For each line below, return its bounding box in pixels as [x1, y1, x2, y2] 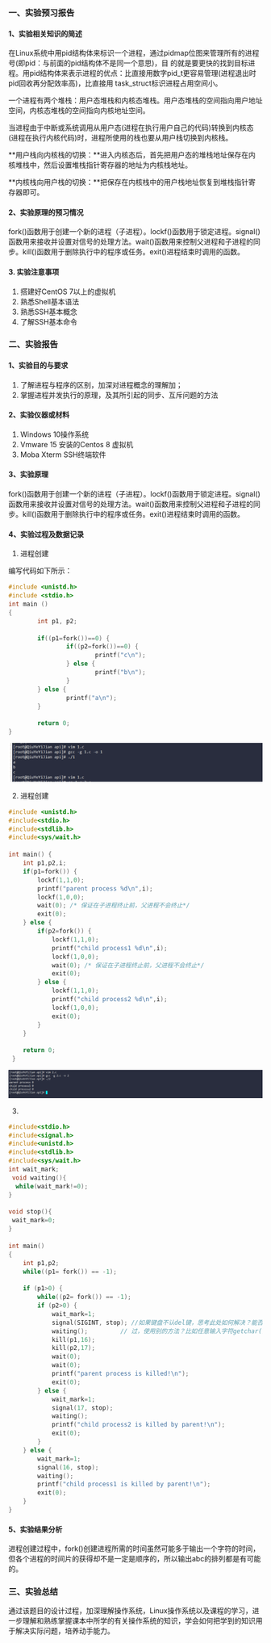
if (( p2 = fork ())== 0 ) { [65, 643, 139, 651]
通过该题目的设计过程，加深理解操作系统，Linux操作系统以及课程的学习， [8, 1606, 252, 1616]
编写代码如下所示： [8, 566, 73, 576]
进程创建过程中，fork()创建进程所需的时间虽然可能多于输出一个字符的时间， [8, 1544, 261, 1553]
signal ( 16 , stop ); [37, 1463, 99, 1471]
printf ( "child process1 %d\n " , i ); [51, 944, 168, 952]
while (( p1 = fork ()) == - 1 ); [23, 1268, 117, 1276]
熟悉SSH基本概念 [19, 307, 78, 316]
